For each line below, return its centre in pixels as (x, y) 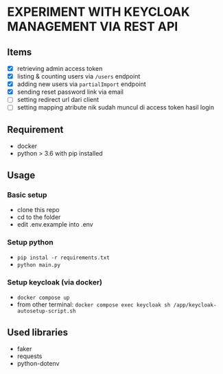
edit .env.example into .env (55, 224)
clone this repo (38, 209)
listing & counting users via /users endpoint (79, 76)
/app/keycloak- (195, 305)
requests (30, 356)
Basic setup (27, 195)
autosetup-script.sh (46, 311)
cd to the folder (39, 217)
